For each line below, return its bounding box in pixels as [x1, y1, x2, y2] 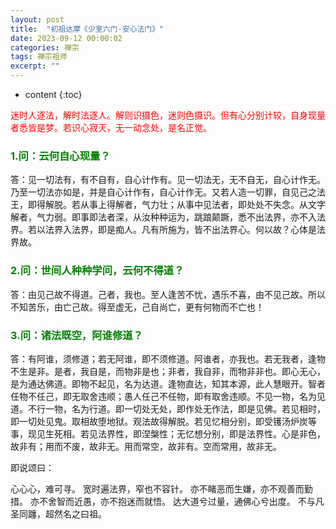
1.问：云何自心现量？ [10, 149, 111, 163]
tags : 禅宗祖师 [10, 52, 68, 62]
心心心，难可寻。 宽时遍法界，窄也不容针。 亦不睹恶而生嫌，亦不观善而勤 [10, 482, 313, 495]
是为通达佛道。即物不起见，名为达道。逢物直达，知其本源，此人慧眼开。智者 [10, 377, 326, 390]
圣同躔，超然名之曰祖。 [10, 507, 107, 520]
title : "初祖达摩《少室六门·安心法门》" [10, 24, 165, 34]
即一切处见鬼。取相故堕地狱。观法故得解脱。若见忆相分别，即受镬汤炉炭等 [10, 415, 317, 427]
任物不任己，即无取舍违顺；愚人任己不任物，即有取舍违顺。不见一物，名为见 [10, 390, 326, 402]
